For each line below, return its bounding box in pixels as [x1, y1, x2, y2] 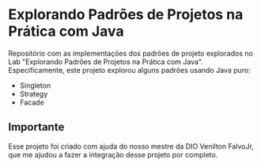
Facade [19, 97, 45, 107]
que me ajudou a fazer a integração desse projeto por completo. [8, 150, 218, 159]
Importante [8, 120, 65, 134]
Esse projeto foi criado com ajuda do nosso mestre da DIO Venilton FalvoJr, [8, 141, 255, 151]
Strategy [19, 89, 48, 98]
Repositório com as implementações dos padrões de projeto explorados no [8, 48, 253, 58]
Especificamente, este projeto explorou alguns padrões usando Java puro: [8, 65, 251, 74]
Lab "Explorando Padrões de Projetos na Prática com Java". [8, 57, 203, 66]
